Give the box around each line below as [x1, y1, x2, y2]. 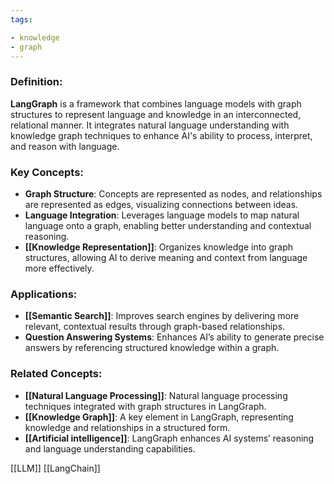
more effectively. [24, 262, 95, 274]
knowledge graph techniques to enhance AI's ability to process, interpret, [10, 129, 313, 141]
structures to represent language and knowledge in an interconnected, [10, 108, 302, 120]
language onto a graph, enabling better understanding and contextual [24, 219, 312, 231]
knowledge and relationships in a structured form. [24, 421, 231, 433]
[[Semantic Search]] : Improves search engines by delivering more [24, 310, 300, 322]
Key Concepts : [10, 165, 84, 179]
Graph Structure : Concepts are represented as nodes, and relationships [24, 187, 323, 200]
